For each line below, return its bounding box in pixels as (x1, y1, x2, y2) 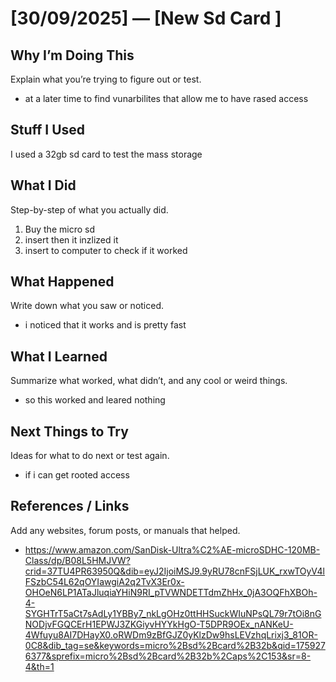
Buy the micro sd (24, 223, 95, 235)
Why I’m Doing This (10, 47, 135, 64)
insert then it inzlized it (24, 233, 119, 246)
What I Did (10, 177, 77, 194)
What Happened (10, 273, 115, 291)
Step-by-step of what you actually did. (10, 203, 169, 216)
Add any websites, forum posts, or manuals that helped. (10, 524, 241, 536)
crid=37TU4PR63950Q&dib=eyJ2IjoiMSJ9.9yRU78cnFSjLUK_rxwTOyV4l (24, 565, 325, 577)
